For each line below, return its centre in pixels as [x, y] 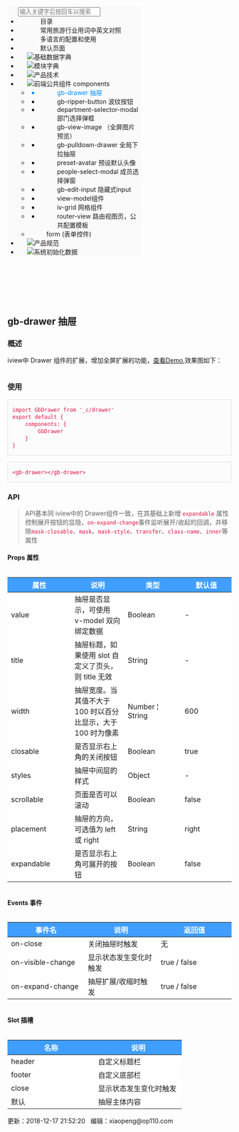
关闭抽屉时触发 [113, 944]
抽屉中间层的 [96, 771]
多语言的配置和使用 [68, 39]
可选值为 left [95, 829]
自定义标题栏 [120, 1061]
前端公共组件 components [72, 84]
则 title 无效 [93, 677]
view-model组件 [80, 198]
